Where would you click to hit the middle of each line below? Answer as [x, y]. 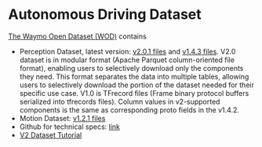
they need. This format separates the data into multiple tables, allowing [134, 76]
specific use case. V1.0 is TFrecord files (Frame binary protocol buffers [134, 93]
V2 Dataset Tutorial [51, 134]
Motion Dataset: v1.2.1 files [62, 118]
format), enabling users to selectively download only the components [131, 68]
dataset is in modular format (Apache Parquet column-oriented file [127, 60]
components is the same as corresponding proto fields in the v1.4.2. [129, 110]
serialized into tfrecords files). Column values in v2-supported [120, 101]
